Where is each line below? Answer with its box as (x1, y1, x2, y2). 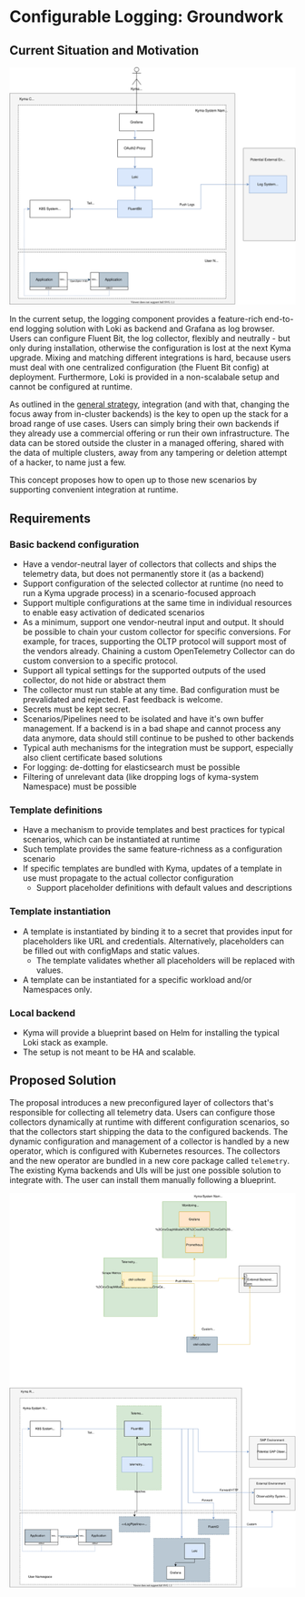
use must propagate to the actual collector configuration (22, 873, 234, 884)
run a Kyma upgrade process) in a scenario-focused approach (22, 588, 257, 599)
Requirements (9, 510, 91, 526)
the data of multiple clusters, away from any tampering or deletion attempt (9, 448, 288, 459)
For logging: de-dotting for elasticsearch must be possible (22, 762, 241, 773)
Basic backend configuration (9, 538, 140, 551)
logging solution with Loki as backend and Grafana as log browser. (25, 323, 275, 334)
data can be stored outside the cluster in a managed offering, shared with (9, 438, 284, 449)
